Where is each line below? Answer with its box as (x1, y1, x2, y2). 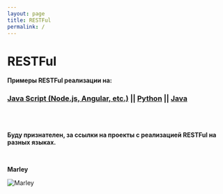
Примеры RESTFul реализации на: (7, 76, 113, 84)
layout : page (7, 10, 45, 17)
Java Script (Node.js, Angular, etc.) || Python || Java (7, 94, 188, 103)
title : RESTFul (7, 17, 52, 24)
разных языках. (7, 137, 56, 147)
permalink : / (7, 23, 45, 30)
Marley (7, 165, 29, 173)
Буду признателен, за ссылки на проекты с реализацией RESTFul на (7, 130, 217, 139)
